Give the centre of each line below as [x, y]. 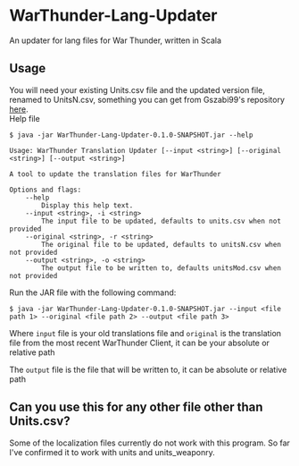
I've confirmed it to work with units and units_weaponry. [112, 452]
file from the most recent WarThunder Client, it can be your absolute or [140, 343]
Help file [25, 118]
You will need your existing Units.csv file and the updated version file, [137, 89]
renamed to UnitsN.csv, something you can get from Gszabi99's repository [147, 99]
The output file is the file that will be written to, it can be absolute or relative [148, 369]
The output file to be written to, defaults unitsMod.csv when [161, 268]
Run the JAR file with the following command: [93, 292]
